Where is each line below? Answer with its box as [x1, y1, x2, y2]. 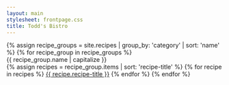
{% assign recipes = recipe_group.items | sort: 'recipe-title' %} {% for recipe [6, 63, 222, 71]
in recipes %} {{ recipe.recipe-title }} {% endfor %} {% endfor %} [6, 70, 191, 78]
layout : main [6, 10, 44, 17]
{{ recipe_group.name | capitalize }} [6, 56, 107, 64]
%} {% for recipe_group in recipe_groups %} [6, 48, 133, 56]
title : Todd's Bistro [6, 22, 68, 29]
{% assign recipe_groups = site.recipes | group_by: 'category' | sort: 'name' [6, 41, 220, 50]
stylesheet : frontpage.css [6, 16, 83, 23]
